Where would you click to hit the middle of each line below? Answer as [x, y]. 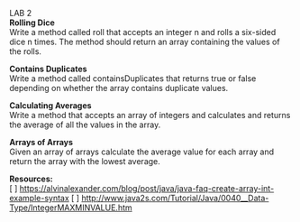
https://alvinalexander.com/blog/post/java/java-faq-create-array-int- [147, 188]
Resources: [31, 179]
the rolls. [26, 51]
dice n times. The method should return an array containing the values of [145, 42]
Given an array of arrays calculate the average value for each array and [142, 152]
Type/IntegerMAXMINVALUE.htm [71, 208]
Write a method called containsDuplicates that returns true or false [133, 79]
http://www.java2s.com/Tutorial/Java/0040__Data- [175, 198]
